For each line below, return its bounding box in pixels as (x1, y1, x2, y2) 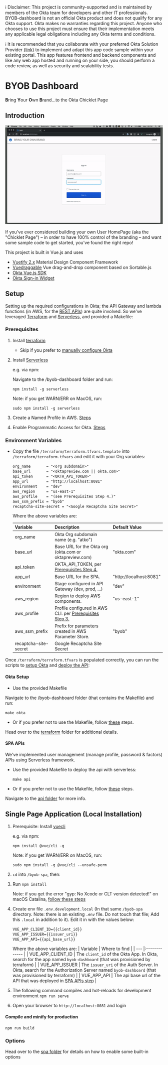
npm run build (5, 1025, 35, 1030)
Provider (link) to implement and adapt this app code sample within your (5, 47, 154, 53)
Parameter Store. (54, 633, 89, 639)
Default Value (112, 524, 142, 530)
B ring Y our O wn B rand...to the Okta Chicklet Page (5, 97, 108, 103)
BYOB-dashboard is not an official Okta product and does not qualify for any (5, 15, 162, 21)
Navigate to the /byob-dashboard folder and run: (12, 376, 113, 382)
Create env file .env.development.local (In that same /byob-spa (12, 905, 143, 912)
